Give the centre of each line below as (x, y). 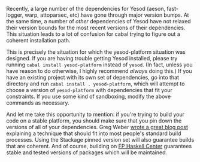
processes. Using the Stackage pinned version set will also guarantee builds (100, 140)
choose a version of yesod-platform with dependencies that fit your (89, 90)
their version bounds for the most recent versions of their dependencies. (96, 27)
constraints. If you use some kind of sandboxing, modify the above (89, 96)
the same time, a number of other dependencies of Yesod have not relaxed (99, 21)
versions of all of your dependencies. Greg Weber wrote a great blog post (97, 127)
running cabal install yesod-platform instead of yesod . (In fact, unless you (99, 65)
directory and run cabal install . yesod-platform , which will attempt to (96, 84)
